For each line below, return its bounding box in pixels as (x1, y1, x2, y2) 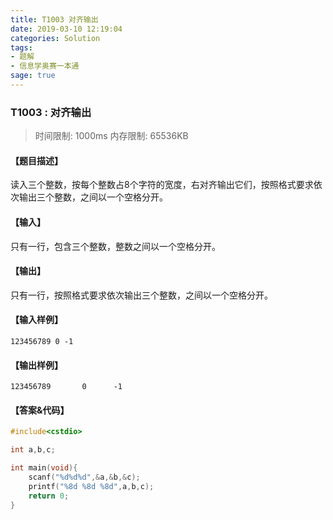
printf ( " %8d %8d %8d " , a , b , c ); (28, 481, 155, 491)
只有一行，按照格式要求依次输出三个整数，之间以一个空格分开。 (10, 289, 273, 301)
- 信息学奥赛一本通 (10, 61, 80, 71)
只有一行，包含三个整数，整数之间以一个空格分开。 (10, 240, 221, 252)
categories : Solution (10, 33, 101, 43)
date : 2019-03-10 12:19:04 (10, 24, 123, 34)
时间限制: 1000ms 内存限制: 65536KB (34, 130, 189, 142)
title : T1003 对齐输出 (10, 14, 99, 25)
